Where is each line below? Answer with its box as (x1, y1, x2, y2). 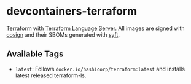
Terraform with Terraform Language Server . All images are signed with (6, 25, 185, 32)
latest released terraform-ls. (15, 72, 87, 79)
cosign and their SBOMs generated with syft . (6, 31, 120, 38)
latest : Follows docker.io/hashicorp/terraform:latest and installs (15, 65, 185, 72)
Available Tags (6, 49, 64, 59)
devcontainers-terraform (6, 4, 138, 18)
